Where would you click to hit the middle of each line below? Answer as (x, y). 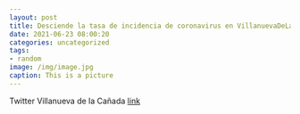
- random (25, 59)
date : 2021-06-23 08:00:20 (59, 34)
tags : (19, 51)
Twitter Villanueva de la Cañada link (75, 101)
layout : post (33, 17)
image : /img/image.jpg (51, 68)
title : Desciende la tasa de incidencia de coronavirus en (121, 26)
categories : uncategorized (59, 42)
